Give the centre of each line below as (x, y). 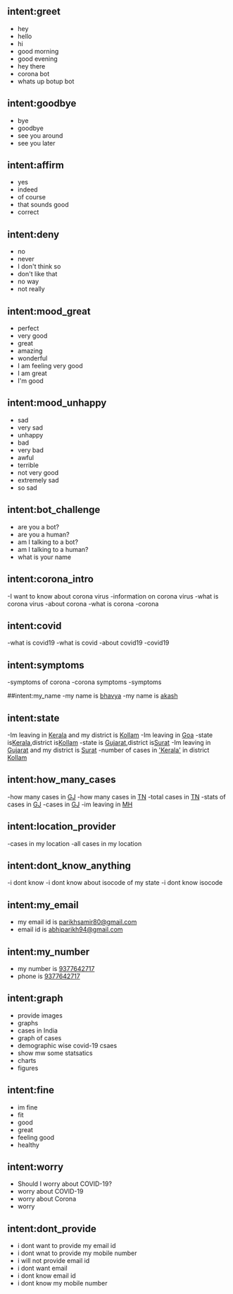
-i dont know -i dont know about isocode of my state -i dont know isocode (115, 883)
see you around (40, 135)
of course (31, 197)
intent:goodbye (42, 104)
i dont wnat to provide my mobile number (77, 1253)
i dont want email (43, 1269)
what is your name (44, 557)
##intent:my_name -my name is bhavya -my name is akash (93, 696)
